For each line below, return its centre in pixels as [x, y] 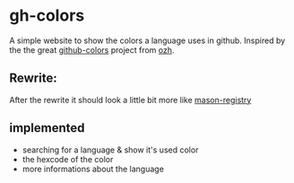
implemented [47, 128]
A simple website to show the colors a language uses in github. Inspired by [147, 40]
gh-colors [47, 16]
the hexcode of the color [68, 159]
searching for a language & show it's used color [110, 150]
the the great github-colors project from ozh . [92, 49]
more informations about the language [93, 169]
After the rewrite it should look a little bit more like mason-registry [130, 100]
